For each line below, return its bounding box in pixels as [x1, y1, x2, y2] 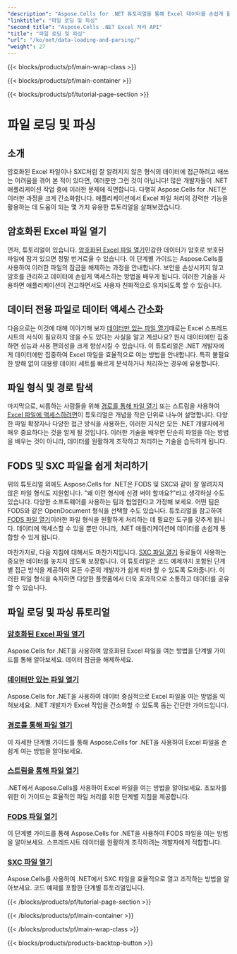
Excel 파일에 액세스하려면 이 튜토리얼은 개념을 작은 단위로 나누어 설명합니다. [7, 411, 215, 419]
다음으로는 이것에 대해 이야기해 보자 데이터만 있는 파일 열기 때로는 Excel [7, 323, 204, 332]
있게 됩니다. [28, 533, 60, 542]
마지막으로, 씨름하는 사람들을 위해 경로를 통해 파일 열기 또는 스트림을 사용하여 [7, 402, 220, 410]
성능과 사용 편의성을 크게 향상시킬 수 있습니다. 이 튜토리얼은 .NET [20, 341, 200, 350]
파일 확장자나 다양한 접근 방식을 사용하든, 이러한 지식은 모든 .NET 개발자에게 [14, 419, 224, 428]
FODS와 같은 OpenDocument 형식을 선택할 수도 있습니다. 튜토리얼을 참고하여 [7, 506, 222, 515]
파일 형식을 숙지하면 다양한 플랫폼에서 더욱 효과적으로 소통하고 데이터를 [20, 574, 217, 583]
